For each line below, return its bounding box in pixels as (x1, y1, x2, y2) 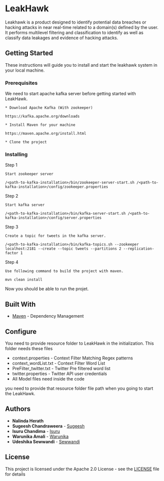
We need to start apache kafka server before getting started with (5, 91, 136, 97)
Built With (5, 300, 36, 308)
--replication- (123, 246, 154, 252)
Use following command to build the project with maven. (5, 269, 124, 274)
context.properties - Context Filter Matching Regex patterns (12, 355, 133, 361)
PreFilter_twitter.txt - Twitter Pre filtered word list (12, 365, 111, 371)
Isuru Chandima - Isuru (12, 428, 60, 434)
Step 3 (5, 224, 19, 230)
